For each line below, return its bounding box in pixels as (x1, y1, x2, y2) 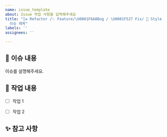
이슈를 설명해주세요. (5, 68, 44, 74)
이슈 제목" (9, 21, 28, 26)
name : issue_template (5, 7, 50, 12)
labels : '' (5, 26, 28, 31)
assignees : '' (5, 30, 35, 35)
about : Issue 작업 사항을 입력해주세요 (5, 12, 76, 17)
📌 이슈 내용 (5, 54, 37, 62)
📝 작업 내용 (5, 84, 37, 92)
